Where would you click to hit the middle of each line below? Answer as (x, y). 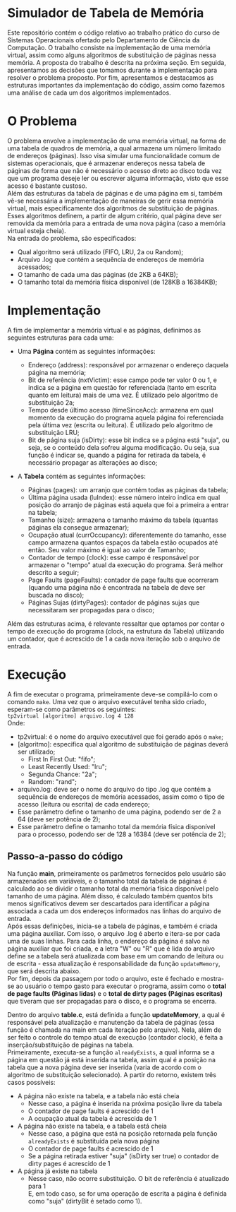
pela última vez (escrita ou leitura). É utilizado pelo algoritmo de (120, 424)
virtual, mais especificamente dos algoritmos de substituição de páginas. (113, 208)
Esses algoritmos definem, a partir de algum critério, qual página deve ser (114, 215)
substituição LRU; (54, 432)
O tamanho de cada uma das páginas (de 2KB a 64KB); (98, 274)
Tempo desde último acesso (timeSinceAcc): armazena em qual (120, 410)
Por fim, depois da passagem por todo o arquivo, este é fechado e (103, 978)
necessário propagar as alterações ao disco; (93, 462)
